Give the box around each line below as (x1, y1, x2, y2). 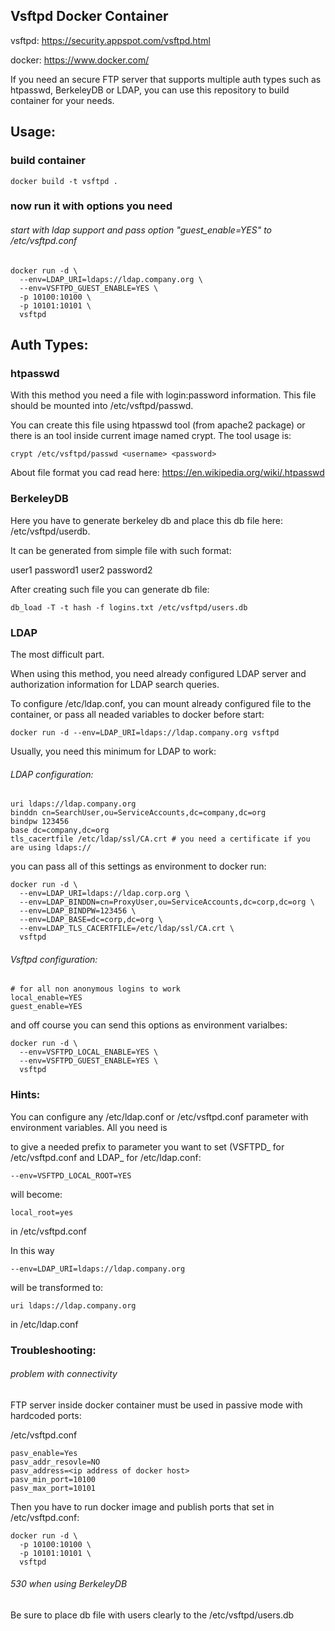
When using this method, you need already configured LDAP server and (10, 667, 307, 679)
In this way (10, 1244, 55, 1256)
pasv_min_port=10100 (10, 1474, 97, 1484)
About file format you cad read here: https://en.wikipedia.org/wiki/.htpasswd (10, 467, 325, 479)
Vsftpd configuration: (10, 953, 98, 965)
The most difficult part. (10, 648, 105, 660)
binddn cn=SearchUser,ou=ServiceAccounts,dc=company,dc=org (10, 808, 267, 818)
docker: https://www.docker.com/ (10, 54, 150, 66)
